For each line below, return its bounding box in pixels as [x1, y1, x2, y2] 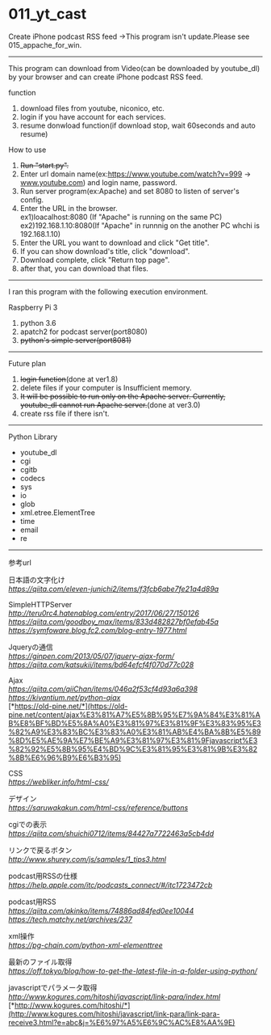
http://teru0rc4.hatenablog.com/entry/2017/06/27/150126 [8, 608, 200, 618]
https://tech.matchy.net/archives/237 [8, 915, 133, 924]
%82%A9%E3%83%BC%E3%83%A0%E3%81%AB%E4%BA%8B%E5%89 [8, 727, 261, 737]
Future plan [8, 358, 47, 368]
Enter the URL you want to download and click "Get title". [19, 238, 210, 247]
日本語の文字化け [8, 575, 65, 585]
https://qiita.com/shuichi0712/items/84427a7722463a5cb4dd [8, 828, 215, 838]
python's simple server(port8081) [19, 335, 131, 344]
